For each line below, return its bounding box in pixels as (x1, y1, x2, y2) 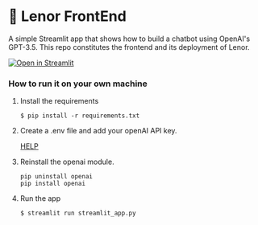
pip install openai (19, 180, 86, 188)
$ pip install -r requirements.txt (19, 112, 140, 120)
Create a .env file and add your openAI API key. (19, 126, 177, 136)
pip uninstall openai (19, 173, 93, 181)
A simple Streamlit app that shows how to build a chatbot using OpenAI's (8, 34, 251, 43)
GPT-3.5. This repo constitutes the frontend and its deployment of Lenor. (8, 42, 250, 51)
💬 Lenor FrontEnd (8, 7, 127, 26)
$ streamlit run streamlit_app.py (19, 209, 136, 218)
